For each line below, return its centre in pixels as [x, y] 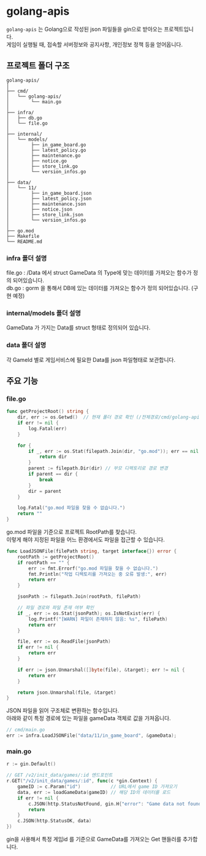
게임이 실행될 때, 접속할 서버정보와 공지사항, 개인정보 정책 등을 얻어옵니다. [94, 44]
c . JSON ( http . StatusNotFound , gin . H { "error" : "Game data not [107, 804]
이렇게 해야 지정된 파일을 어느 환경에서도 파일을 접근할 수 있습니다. [86, 540]
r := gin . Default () [31, 764]
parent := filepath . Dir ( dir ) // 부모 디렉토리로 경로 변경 [98, 468]
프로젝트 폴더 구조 [38, 66]
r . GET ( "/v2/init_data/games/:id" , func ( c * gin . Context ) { [82, 781]
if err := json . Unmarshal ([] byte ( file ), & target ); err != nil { [101, 670]
